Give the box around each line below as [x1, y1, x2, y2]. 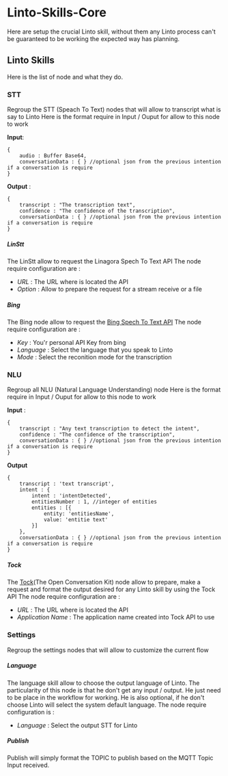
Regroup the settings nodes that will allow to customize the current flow [7, 645, 210, 654]
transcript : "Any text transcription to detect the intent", [19, 426, 200, 432]
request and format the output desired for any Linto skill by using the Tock [7, 585, 216, 593]
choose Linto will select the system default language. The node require [7, 700, 207, 709]
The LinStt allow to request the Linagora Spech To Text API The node [7, 257, 201, 266]
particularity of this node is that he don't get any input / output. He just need [7, 686, 221, 694]
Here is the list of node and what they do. [7, 73, 124, 81]
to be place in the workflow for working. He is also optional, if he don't [7, 693, 205, 701]
